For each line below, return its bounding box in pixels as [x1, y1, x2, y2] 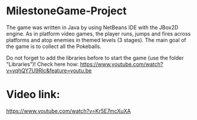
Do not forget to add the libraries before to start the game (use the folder [6, 54, 184, 61]
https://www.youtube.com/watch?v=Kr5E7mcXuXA [6, 107, 131, 114]
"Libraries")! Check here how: [6, 61, 79, 68]
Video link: [6, 88, 61, 102]
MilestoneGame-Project [6, 4, 127, 18]
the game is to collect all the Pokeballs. [6, 43, 102, 50]
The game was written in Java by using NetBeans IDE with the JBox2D [6, 24, 179, 31]
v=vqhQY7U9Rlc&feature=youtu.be [6, 67, 92, 74]
